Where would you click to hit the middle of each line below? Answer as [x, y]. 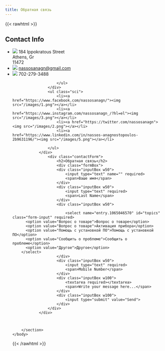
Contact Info [25, 39]
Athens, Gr [23, 57]
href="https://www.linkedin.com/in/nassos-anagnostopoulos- [75, 135]
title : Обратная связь [28, 10]
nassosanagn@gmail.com [45, 68]
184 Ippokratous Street [42, 52]
